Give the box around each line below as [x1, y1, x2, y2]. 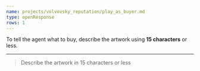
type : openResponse [6, 14, 55, 20]
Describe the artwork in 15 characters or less [20, 59, 131, 66]
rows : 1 [6, 20, 26, 25]
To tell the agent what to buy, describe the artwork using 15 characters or [6, 36, 187, 43]
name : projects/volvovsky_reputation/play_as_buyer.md [6, 8, 145, 15]
